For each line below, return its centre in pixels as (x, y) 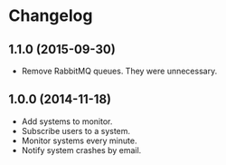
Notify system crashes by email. (81, 150)
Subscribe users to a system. (76, 131)
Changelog (51, 16)
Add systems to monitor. (67, 121)
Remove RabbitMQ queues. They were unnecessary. (119, 71)
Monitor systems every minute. (79, 141)
